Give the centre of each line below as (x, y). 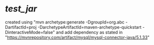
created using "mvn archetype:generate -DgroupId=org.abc (65, 22)
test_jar (21, 9)
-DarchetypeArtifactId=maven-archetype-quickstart (90, 27)
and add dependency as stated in (89, 32)
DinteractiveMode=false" (30, 32)
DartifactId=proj (21, 27)
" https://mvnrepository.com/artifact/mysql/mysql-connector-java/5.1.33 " (77, 37)
